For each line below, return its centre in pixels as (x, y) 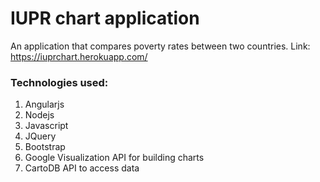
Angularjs (44, 104)
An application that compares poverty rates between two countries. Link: (160, 46)
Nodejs (39, 115)
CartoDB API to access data (82, 168)
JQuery (40, 136)
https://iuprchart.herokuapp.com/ (79, 56)
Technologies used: (59, 82)
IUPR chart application (105, 18)
